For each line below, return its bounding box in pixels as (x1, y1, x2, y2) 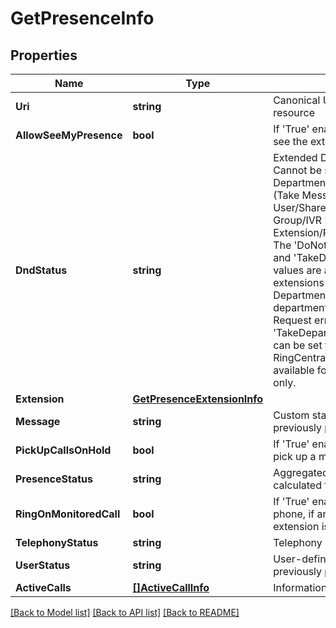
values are (273, 263, 322, 277)
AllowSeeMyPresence (15, 128, 123, 142)
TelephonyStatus (15, 536, 99, 549)
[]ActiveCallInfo (132, 581, 210, 594)
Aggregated (273, 466, 329, 479)
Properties (10, 47, 78, 64)
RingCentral (273, 351, 329, 364)
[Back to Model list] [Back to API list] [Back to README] (10, 607, 240, 618)
